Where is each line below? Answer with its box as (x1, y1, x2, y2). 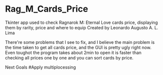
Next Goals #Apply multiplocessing (5, 64, 76, 70)
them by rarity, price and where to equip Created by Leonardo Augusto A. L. (5, 24, 158, 30)
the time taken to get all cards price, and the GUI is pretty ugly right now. (5, 44, 152, 50)
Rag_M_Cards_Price (5, 3, 88, 15)
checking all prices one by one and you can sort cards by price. (5, 55, 134, 60)
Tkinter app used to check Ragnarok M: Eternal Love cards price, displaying (5, 19, 158, 25)
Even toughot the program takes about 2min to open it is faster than (5, 50, 142, 56)
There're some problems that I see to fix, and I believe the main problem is (5, 39, 155, 45)
